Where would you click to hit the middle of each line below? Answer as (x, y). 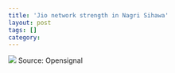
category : (25, 37)
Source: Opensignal (51, 60)
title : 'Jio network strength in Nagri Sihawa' (89, 15)
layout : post (30, 23)
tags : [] (23, 30)
